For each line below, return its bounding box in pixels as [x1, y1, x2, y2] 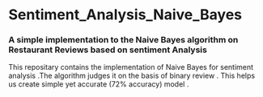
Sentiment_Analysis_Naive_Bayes [8, 6, 243, 24]
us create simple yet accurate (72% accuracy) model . [8, 79, 189, 89]
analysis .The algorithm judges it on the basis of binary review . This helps [8, 71, 256, 81]
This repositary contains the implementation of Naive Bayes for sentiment [8, 63, 253, 72]
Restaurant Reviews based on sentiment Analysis [8, 44, 208, 55]
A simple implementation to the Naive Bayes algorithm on [8, 34, 239, 46]
